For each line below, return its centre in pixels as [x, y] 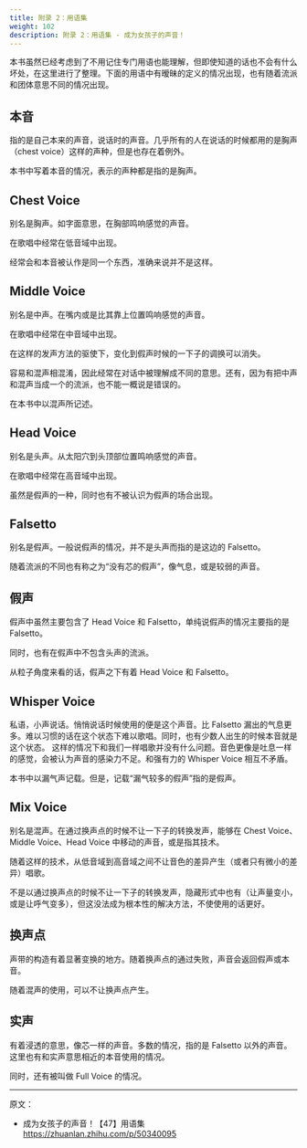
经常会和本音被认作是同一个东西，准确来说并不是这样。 [113, 262]
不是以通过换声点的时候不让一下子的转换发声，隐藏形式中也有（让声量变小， [153, 892]
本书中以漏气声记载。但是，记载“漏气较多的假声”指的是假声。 [125, 778]
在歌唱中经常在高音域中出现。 [65, 475]
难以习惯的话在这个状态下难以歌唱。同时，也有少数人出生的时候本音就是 [161, 736]
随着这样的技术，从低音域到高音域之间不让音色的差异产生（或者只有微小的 [149, 861]
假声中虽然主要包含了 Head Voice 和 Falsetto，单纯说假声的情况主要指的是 [149, 622]
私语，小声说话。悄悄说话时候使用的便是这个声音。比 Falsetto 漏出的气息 [147, 725]
